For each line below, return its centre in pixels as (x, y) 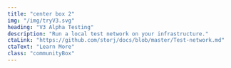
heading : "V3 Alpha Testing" (51, 27)
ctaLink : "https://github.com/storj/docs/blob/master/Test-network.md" (116, 40)
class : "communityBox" (41, 54)
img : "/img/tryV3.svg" (41, 21)
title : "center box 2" (41, 14)
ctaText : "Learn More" (41, 47)
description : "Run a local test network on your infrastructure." (108, 34)
